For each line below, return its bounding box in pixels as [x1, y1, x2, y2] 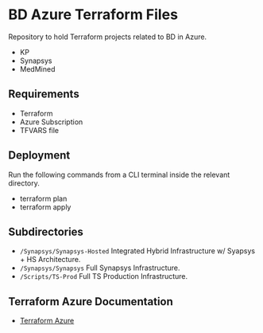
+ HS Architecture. [19, 255, 81, 264]
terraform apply [19, 202, 72, 212]
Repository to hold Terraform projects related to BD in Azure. [8, 32, 207, 41]
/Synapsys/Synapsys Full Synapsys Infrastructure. [19, 263, 180, 272]
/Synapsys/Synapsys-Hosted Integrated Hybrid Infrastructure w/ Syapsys [19, 246, 256, 256]
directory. [8, 178, 40, 188]
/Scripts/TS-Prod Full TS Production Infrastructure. [19, 272, 188, 281]
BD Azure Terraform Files [8, 6, 179, 24]
